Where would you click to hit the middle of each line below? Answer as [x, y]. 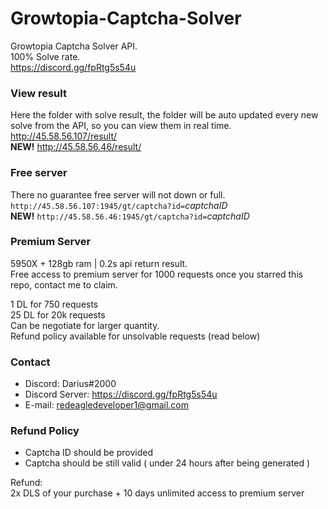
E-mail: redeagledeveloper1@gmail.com [107, 405]
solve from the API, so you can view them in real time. [121, 126]
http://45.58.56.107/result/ [64, 136]
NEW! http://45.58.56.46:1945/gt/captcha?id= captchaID [130, 216]
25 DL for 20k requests [58, 314]
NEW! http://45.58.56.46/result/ [76, 147]
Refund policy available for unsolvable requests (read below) [135, 336]
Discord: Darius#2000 [70, 384]
